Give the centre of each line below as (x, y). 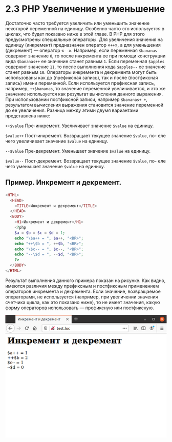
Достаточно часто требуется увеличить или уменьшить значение (78, 23)
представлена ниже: (28, 115)
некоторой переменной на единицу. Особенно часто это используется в (85, 28)
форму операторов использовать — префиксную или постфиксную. (80, 308)
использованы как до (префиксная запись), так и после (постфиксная (82, 77)
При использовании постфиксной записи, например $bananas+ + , (76, 99)
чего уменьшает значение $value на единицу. (55, 166)
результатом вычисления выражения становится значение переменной (84, 105)
